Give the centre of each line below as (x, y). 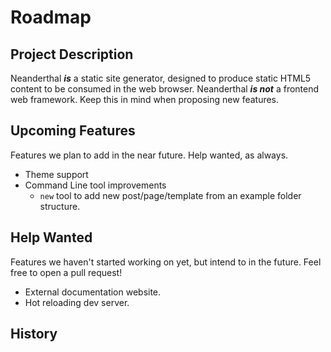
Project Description (72, 54)
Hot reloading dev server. (77, 302)
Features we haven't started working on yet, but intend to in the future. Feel (166, 262)
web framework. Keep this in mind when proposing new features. (145, 99)
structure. (60, 206)
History (34, 334)
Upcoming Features (73, 131)
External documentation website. (93, 292)
